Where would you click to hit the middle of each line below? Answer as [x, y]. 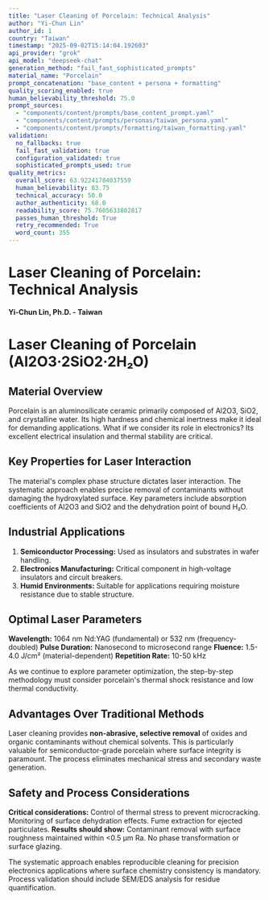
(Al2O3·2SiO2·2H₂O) [79, 362]
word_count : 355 [43, 233]
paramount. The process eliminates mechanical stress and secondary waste [135, 759]
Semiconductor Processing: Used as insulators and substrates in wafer [139, 551]
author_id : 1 [30, 31]
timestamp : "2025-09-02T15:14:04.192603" [79, 46]
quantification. [32, 888]
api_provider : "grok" [45, 53]
